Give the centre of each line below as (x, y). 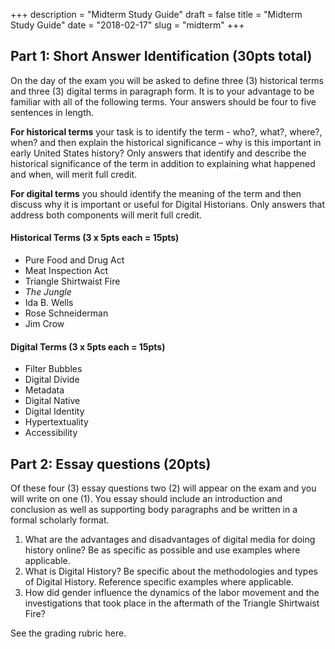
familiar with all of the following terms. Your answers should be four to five (163, 101)
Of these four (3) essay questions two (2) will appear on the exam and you (163, 488)
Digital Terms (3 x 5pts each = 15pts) (88, 346)
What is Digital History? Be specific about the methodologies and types (171, 571)
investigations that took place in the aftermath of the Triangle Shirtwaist (172, 603)
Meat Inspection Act (66, 271)
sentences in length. (52, 112)
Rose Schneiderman (66, 313)
